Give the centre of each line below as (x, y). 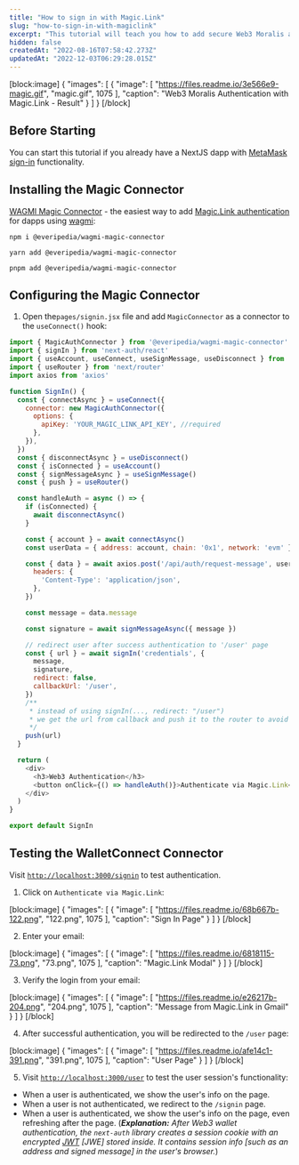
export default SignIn (51, 826)
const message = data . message (81, 613)
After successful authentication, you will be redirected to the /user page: (155, 1033)
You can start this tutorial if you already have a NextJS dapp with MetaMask (148, 152)
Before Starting (53, 131)
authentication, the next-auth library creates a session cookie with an (150, 1132)
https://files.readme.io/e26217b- (218, 997)
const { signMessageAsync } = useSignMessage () (107, 474)
